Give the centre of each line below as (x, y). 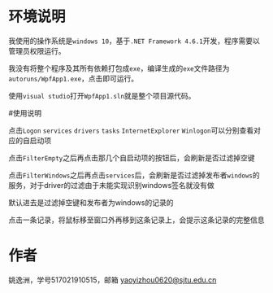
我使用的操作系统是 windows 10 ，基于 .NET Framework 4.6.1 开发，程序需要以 (134, 41)
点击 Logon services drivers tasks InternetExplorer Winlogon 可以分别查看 (131, 130)
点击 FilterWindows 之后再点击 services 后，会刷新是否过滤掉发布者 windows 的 (134, 175)
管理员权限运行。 (37, 50)
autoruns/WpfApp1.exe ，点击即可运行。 (74, 78)
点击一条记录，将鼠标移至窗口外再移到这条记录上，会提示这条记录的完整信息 (136, 220)
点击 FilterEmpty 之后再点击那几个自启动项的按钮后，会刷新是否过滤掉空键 (132, 157)
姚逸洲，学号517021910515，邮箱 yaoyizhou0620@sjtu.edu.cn (113, 280)
